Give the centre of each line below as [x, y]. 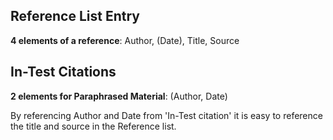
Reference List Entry [75, 16]
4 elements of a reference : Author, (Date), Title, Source [125, 40]
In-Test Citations [63, 72]
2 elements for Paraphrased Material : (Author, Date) [119, 96]
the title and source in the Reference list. [93, 126]
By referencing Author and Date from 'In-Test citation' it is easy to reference [166, 115]
